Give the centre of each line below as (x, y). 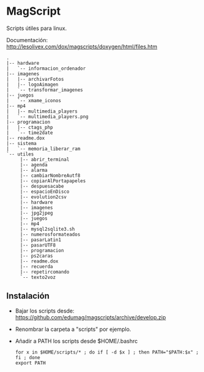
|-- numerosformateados (50, 234)
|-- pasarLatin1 (41, 240)
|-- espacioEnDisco (45, 192)
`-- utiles (20, 154)
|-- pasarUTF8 (38, 245)
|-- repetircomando (45, 272)
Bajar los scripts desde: (45, 311)
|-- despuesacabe (42, 186)
